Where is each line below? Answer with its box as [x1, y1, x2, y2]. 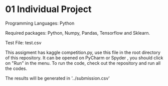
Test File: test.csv [5, 39, 42, 46]
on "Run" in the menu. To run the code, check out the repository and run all [5, 60, 161, 66]
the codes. [5, 65, 28, 71]
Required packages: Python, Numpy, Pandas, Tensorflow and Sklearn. [5, 30, 150, 36]
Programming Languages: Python [5, 20, 75, 26]
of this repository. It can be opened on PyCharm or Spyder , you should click [5, 54, 163, 61]
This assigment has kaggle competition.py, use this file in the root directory [5, 49, 160, 55]
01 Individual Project [5, 4, 92, 15]
